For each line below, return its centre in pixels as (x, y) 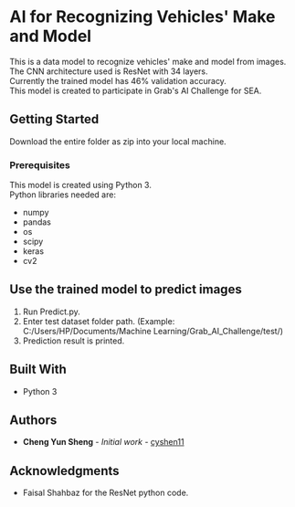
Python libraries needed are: (63, 195)
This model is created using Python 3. (81, 185)
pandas (37, 222)
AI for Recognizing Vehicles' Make (142, 17)
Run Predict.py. (51, 312)
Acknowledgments (65, 471)
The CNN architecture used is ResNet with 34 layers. (109, 71)
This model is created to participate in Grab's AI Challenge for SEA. (136, 90)
